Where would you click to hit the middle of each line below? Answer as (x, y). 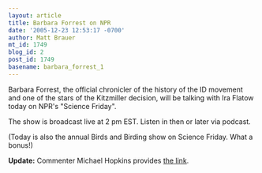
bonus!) (21, 145)
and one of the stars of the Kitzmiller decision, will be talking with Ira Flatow (131, 98)
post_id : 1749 (32, 60)
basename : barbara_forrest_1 (56, 67)
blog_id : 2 (26, 52)
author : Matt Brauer (42, 38)
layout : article (35, 15)
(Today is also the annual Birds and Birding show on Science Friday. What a (131, 137)
